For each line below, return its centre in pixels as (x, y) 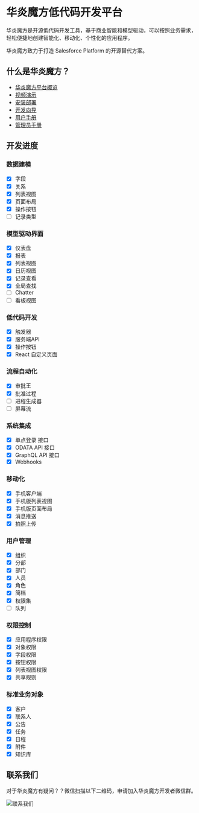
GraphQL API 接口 (37, 455)
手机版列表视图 (33, 501)
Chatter (24, 293)
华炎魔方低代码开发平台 (65, 12)
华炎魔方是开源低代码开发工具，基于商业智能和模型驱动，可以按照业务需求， (101, 30)
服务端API (27, 339)
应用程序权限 (31, 639)
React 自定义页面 (36, 354)
